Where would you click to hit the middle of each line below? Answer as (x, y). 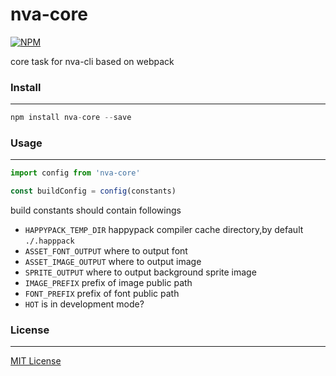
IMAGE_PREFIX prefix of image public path (108, 283)
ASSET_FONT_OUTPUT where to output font (106, 251)
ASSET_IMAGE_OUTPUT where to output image (113, 262)
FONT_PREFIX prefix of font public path (102, 294)
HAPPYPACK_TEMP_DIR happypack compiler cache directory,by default (164, 230)
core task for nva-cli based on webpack (92, 61)
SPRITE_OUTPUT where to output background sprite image (140, 272)
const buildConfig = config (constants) (93, 191)
